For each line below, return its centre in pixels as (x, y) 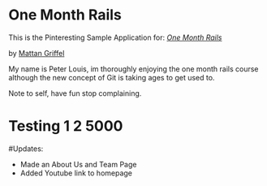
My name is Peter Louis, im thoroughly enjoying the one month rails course (133, 69)
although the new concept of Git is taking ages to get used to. (112, 77)
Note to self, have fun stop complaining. (75, 93)
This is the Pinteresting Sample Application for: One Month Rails (115, 37)
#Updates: (26, 149)
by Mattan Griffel (37, 53)
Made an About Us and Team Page (78, 164)
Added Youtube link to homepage (76, 173)
